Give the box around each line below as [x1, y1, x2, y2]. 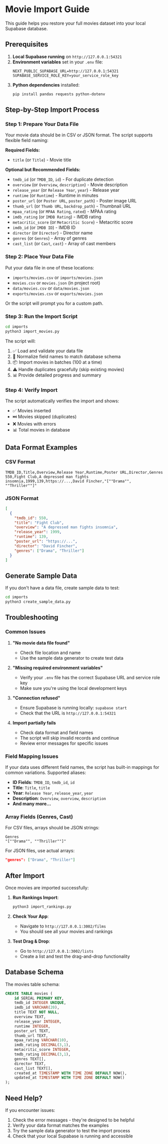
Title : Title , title [12, 784, 50, 791]
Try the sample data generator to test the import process [12, 1127, 130, 1133]
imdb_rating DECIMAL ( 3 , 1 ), [14, 1042, 71, 1048]
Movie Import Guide [5, 4, 90, 15]
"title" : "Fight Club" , [14, 520, 64, 525]
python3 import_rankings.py [12, 904, 71, 909]
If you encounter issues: [5, 1107, 55, 1113]
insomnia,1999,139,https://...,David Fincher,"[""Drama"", [5, 478, 132, 484]
